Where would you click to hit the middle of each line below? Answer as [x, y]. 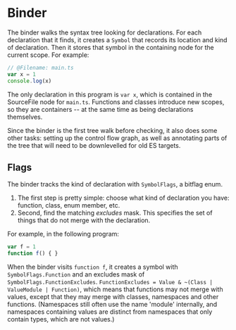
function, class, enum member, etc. [69, 205]
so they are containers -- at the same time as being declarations [100, 109]
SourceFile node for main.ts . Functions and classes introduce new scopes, [116, 102]
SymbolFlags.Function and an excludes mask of [76, 274]
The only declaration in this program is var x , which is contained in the [110, 94]
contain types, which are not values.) [61, 319]
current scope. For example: [48, 55]
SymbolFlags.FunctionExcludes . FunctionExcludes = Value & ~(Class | [110, 282]
